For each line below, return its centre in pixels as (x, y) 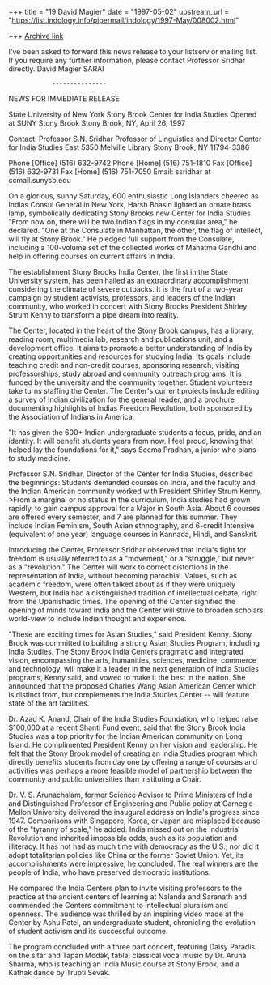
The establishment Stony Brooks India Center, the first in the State (119, 272)
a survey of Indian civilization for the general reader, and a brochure (121, 399)
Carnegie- (239, 804)
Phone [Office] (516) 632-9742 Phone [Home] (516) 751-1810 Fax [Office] (130, 163)
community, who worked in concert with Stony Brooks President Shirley (128, 306)
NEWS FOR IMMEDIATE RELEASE (64, 99)
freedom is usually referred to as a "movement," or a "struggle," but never (131, 559)
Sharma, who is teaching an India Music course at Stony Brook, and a (124, 964)
